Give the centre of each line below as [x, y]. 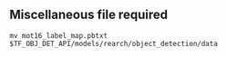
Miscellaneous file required [89, 15]
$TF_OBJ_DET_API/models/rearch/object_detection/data [114, 43]
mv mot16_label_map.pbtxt [58, 35]
